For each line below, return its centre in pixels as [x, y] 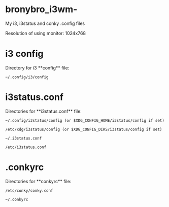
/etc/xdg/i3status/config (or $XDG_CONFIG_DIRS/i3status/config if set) [84, 129]
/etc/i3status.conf [26, 147]
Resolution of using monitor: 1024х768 [46, 33]
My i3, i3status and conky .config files [45, 23]
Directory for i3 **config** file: [37, 67]
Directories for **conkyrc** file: [38, 181]
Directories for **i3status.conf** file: [44, 111]
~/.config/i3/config [27, 77]
